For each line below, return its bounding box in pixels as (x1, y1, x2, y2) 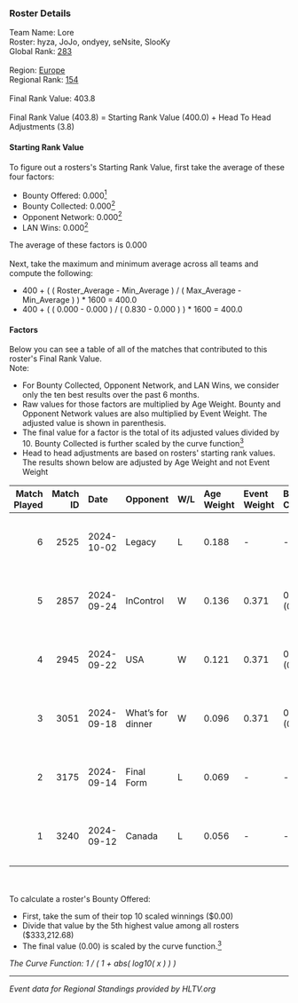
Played (13, 498, 43, 510)
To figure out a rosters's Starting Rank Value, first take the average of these (9, 162, 286, 172)
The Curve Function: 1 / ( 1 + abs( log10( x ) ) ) (9, 958, 176, 968)
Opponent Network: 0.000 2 (21, 209, 122, 222)
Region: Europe (9, 65, 66, 75)
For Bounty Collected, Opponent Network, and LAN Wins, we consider (21, 380, 279, 391)
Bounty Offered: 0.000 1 (21, 188, 107, 201)
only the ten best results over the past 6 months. (21, 390, 200, 400)
